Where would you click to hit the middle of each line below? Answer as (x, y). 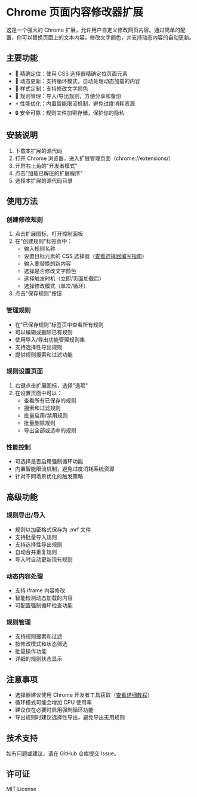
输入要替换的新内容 (47, 264)
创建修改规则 (25, 220)
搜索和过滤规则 (42, 408)
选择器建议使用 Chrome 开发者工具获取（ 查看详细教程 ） (84, 695)
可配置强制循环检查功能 (44, 605)
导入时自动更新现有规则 (44, 559)
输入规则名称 (39, 249)
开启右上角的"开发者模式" (46, 165)
